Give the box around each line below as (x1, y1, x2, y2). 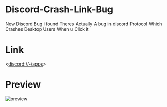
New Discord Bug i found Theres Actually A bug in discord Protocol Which (5, 20, 162, 27)
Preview (5, 79, 41, 91)
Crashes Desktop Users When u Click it (5, 26, 89, 32)
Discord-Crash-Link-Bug (5, 4, 114, 15)
